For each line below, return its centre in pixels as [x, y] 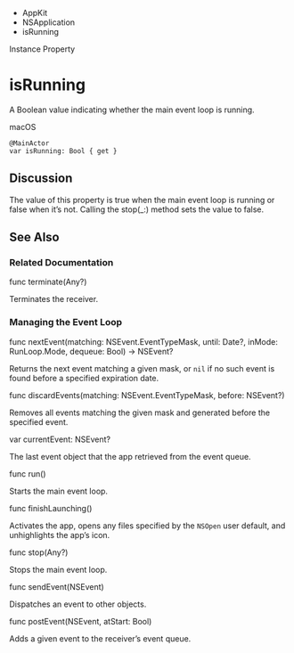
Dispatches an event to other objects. [78, 604]
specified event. [39, 421]
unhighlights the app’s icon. [60, 535]
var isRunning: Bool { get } [63, 151]
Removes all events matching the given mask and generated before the [139, 412]
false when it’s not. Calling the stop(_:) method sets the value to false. [137, 209]
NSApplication [49, 22]
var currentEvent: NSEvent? [60, 439]
